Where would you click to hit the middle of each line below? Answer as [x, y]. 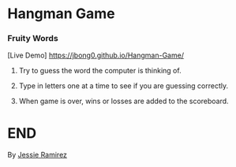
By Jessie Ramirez [37, 155]
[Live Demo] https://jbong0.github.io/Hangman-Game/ [96, 55]
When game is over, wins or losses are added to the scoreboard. [124, 101]
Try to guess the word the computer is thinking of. [100, 71]
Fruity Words [33, 39]
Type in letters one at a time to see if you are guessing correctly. [124, 86]
